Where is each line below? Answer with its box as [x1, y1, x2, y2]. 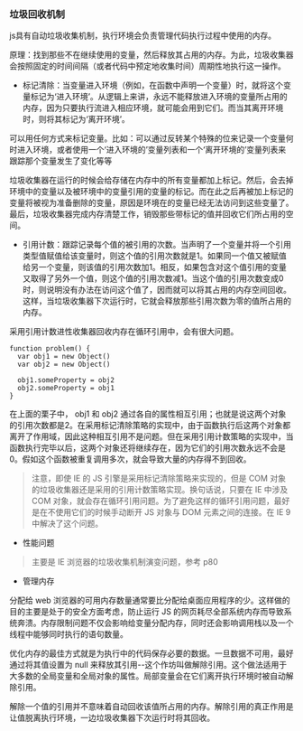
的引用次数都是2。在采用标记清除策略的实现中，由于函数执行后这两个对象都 [9, 420, 291, 431]
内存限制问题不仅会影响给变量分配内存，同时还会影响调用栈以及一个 [40, 617, 294, 629]
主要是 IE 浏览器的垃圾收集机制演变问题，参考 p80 [31, 557, 218, 567]
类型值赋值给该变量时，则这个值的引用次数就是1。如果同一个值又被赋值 [22, 250, 287, 261]
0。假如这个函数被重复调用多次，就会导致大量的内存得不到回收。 [9, 454, 252, 464]
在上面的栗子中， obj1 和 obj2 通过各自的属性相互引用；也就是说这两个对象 [9, 408, 287, 419]
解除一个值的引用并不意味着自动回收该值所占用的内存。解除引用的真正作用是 [9, 701, 294, 712]
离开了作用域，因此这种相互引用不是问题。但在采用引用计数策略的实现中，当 [9, 431, 294, 442]
